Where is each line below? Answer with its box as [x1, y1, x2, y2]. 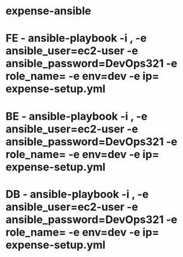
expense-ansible [5, 4, 91, 18]
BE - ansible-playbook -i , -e [5, 109, 148, 123]
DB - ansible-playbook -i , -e [5, 187, 149, 201]
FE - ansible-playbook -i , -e [5, 32, 147, 45]
